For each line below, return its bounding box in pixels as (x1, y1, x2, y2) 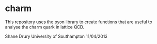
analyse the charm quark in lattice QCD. (5, 24, 85, 29)
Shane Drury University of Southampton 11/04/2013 (5, 33, 108, 39)
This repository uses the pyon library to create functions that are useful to (5, 19, 153, 25)
